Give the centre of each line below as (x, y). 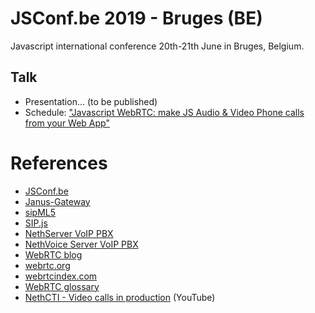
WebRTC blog (53, 254)
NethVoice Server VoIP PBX (81, 244)
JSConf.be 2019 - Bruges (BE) (136, 18)
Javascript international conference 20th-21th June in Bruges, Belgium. (157, 46)
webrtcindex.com (61, 276)
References (59, 163)
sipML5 (40, 212)
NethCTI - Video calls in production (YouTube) (120, 297)
